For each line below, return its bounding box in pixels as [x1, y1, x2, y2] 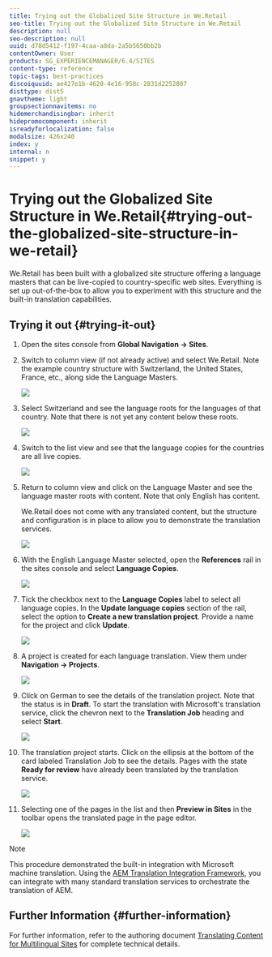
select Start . [20, 717, 63, 726]
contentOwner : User [9, 49, 75, 58]
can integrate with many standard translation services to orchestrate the [9, 877, 250, 886]
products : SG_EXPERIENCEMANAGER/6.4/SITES [9, 58, 155, 66]
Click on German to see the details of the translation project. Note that [20, 691, 255, 700]
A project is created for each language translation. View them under [20, 651, 248, 661]
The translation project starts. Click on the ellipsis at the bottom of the [20, 748, 254, 757]
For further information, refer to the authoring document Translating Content [9, 930, 264, 940]
